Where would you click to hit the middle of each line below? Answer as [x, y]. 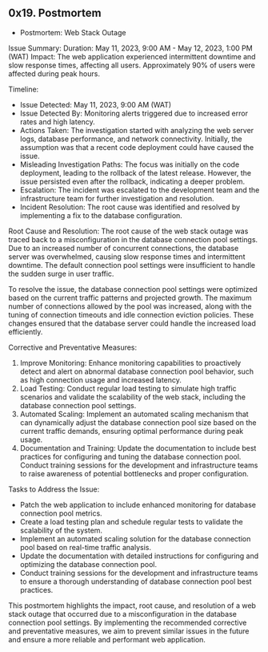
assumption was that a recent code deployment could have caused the [137, 147]
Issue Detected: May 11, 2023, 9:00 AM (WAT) [96, 104]
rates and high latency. [58, 121]
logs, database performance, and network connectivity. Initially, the [131, 139]
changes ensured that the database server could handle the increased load [132, 323]
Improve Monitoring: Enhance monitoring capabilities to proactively [130, 362]
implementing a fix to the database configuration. [101, 215]
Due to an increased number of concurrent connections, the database [124, 248]
